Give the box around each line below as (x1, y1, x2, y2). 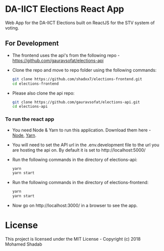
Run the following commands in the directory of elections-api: (12, 157, 137, 162)
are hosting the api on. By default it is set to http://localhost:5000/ (12, 147, 146, 153)
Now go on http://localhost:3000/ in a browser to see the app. (12, 203, 138, 209)
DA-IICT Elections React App (5, 3, 124, 15)
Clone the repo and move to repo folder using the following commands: (12, 67, 157, 73)
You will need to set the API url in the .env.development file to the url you (12, 142, 160, 148)
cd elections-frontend (12, 81, 59, 86)
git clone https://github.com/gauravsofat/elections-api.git (12, 99, 140, 104)
